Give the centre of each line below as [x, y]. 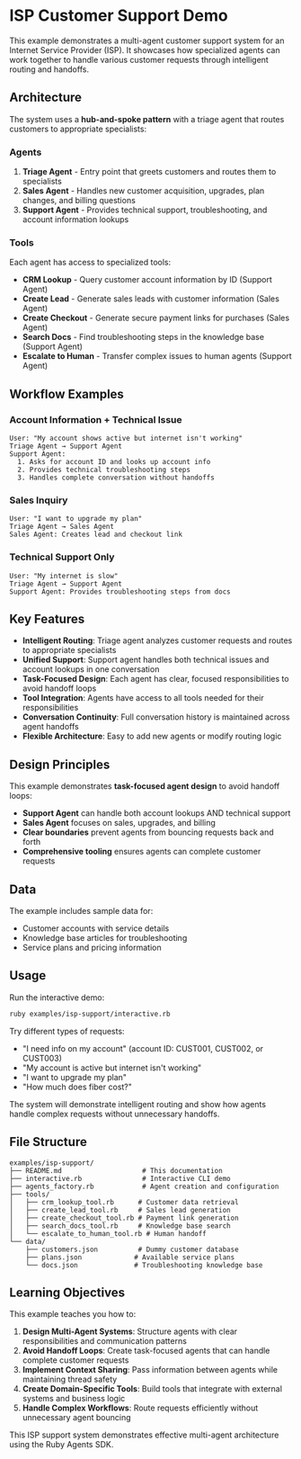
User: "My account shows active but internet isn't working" [126, 439]
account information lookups [75, 219]
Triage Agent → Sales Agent [62, 527]
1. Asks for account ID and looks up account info [114, 462]
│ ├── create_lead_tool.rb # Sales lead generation [120, 1210]
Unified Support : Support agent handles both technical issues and [146, 660]
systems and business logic [74, 1399]
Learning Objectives [67, 1292]
